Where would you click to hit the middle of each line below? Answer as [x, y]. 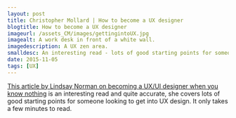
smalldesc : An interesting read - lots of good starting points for [110, 53]
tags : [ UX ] [23, 66]
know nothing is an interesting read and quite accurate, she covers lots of [113, 93]
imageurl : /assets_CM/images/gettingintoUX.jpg [78, 33]
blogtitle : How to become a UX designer [67, 27]
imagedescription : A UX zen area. [58, 46]
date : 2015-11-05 [33, 60]
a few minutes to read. [40, 108]
